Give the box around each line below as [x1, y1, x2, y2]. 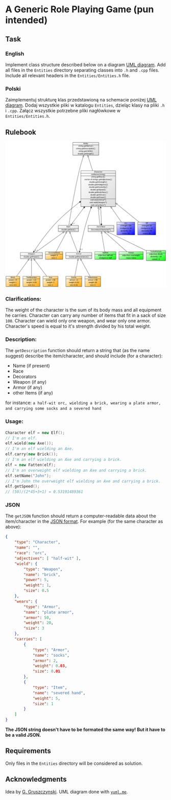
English [5, 50, 25, 57]
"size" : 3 [23, 626, 44, 631]
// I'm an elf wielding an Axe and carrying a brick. [5, 457, 123, 462]
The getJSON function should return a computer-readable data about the [5, 513, 157, 519]
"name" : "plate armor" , [23, 610, 74, 615]
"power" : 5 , [23, 578, 50, 583]
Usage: [5, 418, 24, 425]
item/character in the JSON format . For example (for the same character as [5, 518, 163, 524]
